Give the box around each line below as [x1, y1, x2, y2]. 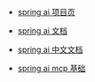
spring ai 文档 [17, 26, 68, 36]
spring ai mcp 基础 [17, 63, 86, 73]
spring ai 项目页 [17, 7, 75, 17]
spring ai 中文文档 [17, 44, 83, 55]
